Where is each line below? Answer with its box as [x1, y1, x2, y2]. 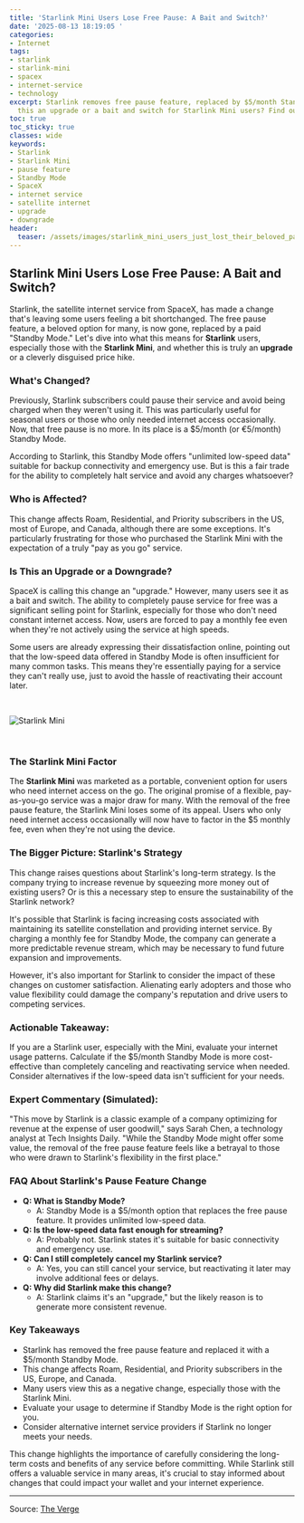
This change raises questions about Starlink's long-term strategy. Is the [9, 867, 276, 878]
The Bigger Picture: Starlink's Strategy [9, 847, 183, 859]
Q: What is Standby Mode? [22, 1195, 126, 1206]
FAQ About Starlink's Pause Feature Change [9, 1174, 207, 1187]
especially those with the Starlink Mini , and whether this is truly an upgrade [9, 342, 293, 353]
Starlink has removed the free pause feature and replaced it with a [22, 1344, 270, 1355]
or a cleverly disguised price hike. [9, 352, 136, 363]
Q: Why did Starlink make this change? [22, 1282, 172, 1293]
